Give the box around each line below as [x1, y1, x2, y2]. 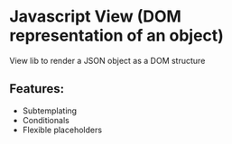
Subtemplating [22, 105, 78, 116]
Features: [9, 81, 65, 96]
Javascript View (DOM [9, 6, 182, 27]
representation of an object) [9, 25, 224, 46]
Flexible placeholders [22, 124, 102, 135]
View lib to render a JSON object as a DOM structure [9, 55, 206, 66]
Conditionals [22, 114, 70, 125]
